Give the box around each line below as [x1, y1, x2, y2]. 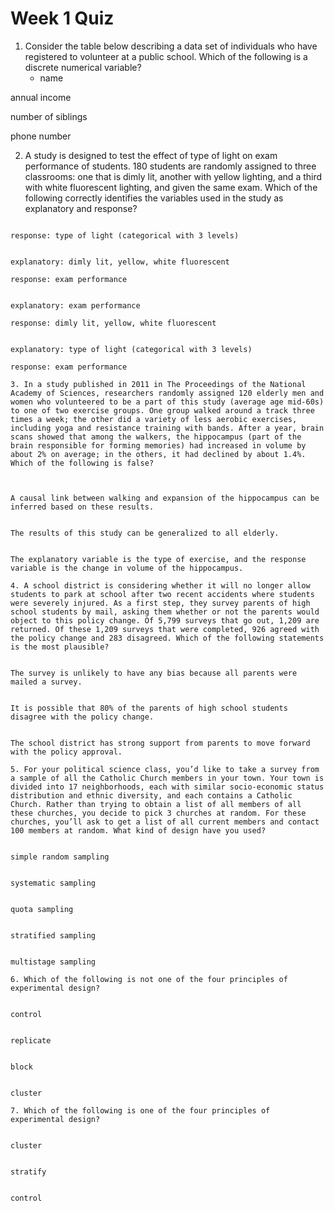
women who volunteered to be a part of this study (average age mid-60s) [10, 397, 325, 407]
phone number [10, 130, 72, 142]
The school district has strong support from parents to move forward [10, 738, 311, 748]
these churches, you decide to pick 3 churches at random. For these [10, 808, 307, 818]
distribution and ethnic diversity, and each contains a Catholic [10, 790, 293, 801]
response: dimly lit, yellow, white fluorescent [10, 318, 217, 328]
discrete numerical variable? [24, 61, 142, 73]
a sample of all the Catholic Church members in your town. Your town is [10, 773, 325, 783]
